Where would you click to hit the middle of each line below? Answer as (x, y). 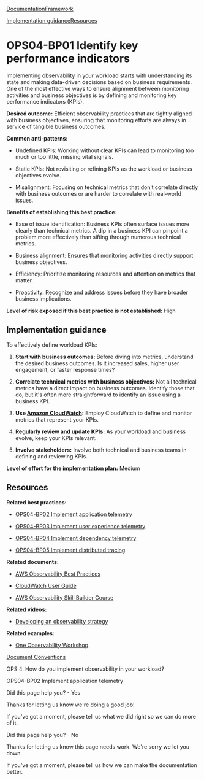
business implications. (43, 299)
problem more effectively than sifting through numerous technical (98, 237)
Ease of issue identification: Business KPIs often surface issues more (102, 224)
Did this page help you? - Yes (43, 692)
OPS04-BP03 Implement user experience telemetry (80, 526)
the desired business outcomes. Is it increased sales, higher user (97, 363)
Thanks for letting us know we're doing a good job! (70, 705)
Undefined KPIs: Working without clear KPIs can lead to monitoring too (104, 150)
